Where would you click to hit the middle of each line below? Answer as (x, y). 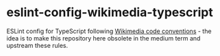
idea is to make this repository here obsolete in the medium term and (103, 38)
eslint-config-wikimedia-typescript (110, 12)
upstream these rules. (37, 45)
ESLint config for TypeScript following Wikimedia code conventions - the (109, 31)
